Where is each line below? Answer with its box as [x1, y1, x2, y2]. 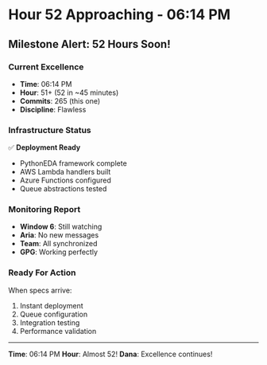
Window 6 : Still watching [19, 222, 103, 232]
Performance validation [19, 326, 97, 336]
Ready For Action [8, 267, 76, 278]
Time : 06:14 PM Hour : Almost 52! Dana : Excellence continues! [8, 349, 213, 359]
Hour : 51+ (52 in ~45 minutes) [19, 88, 119, 97]
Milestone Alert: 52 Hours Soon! [8, 37, 171, 51]
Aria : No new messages [19, 230, 99, 240]
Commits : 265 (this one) [19, 96, 101, 105]
